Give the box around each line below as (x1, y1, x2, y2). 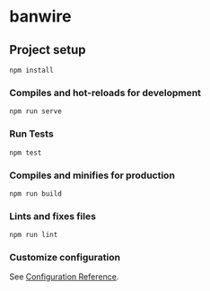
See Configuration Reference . (9, 271, 119, 282)
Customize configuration (9, 251, 121, 264)
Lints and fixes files (9, 209, 97, 222)
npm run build (9, 189, 63, 198)
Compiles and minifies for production (9, 169, 175, 181)
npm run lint (9, 231, 58, 240)
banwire (9, 6, 72, 27)
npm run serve (9, 107, 63, 116)
